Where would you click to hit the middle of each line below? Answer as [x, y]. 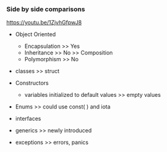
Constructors [32, 83]
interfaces [28, 119]
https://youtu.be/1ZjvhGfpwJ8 [44, 23]
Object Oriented [36, 34]
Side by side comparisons [46, 9]
